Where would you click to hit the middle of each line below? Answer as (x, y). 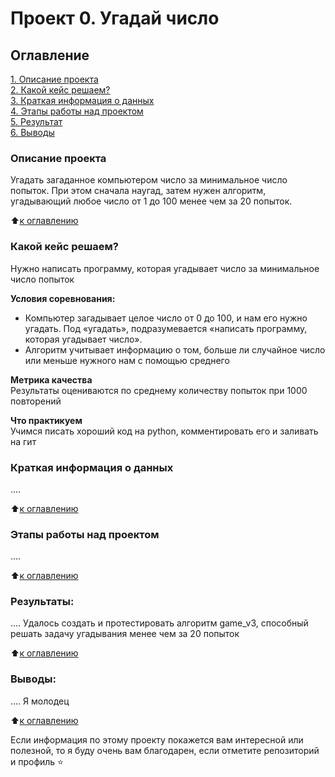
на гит (23, 441)
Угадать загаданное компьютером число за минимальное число (149, 180)
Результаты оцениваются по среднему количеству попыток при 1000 (159, 390)
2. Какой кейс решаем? (60, 90)
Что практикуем (46, 420)
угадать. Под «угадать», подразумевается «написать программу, (166, 328)
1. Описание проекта (54, 79)
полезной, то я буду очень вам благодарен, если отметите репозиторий (165, 750)
